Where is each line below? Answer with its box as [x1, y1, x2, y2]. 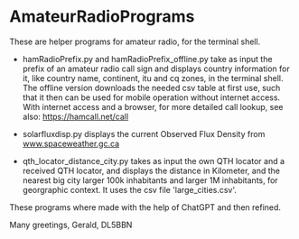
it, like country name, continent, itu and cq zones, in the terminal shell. [22, 72, 284, 83]
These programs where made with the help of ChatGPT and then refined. [9, 201, 282, 213]
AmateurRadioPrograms [9, 6, 195, 27]
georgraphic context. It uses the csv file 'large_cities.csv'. [22, 184, 238, 195]
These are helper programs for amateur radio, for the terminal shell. [9, 36, 261, 47]
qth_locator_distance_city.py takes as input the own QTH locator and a [22, 155, 285, 166]
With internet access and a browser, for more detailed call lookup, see [22, 101, 284, 112]
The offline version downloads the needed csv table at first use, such [22, 82, 281, 93]
